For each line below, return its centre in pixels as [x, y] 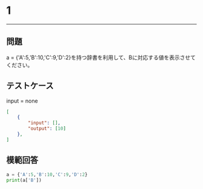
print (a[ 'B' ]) [24, 180]
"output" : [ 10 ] [47, 129]
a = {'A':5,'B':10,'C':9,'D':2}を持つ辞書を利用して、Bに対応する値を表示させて [101, 57]
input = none [22, 101]
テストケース [30, 86]
